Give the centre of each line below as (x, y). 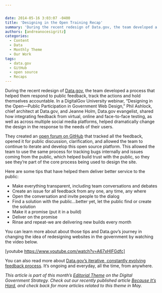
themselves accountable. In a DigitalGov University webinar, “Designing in (79, 101)
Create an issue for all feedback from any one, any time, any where (79, 191)
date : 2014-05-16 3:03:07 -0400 (38, 18)
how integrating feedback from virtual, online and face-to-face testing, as (79, 116)
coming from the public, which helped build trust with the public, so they (77, 157)
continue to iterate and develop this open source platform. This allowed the (80, 146)
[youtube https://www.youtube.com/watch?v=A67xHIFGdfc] (65, 251)
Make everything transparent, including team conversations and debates (85, 186)
